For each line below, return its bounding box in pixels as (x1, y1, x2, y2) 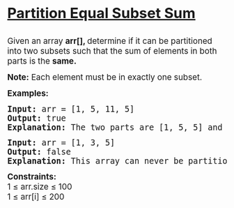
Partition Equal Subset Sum (7, 3, 196, 22)
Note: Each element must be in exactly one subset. (7, 71, 203, 82)
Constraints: (7, 171, 57, 182)
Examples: (7, 88, 49, 98)
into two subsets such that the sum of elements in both (7, 45, 217, 57)
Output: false (7, 147, 72, 157)
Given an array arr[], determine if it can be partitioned (7, 36, 212, 46)
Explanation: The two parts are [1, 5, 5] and (7, 122, 223, 133)
